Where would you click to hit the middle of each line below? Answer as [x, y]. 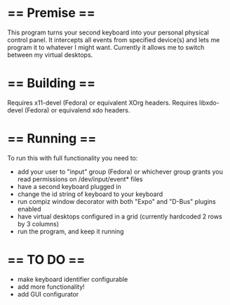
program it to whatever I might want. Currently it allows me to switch [106, 47]
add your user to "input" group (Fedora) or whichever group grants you [120, 171]
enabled [29, 209]
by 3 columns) [38, 223]
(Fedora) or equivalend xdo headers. [77, 110]
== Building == [52, 83]
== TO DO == [46, 260]
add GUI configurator [48, 294]
